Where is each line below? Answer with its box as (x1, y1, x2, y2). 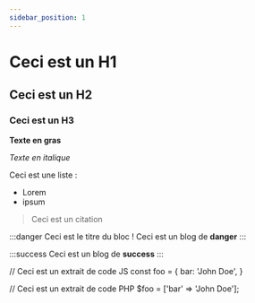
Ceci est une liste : (9, 169, 78, 180)
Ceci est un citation (30, 213, 103, 224)
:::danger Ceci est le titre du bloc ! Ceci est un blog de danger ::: (9, 230, 247, 242)
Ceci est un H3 (9, 114, 74, 126)
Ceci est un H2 (9, 87, 93, 103)
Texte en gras (9, 134, 61, 145)
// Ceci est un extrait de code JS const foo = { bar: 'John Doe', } (9, 265, 243, 276)
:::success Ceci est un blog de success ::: (9, 248, 164, 259)
